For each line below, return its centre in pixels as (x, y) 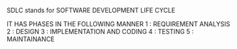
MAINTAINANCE (31, 39)
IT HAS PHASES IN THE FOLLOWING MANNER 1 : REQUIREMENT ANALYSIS (118, 24)
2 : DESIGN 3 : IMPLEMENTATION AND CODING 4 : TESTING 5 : (100, 32)
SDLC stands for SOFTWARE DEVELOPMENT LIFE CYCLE (91, 10)
